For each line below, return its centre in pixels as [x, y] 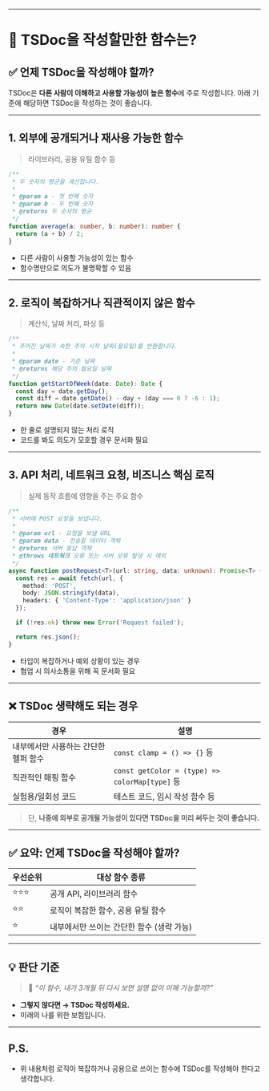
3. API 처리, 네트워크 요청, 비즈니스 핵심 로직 [111, 475]
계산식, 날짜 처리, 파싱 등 [66, 324]
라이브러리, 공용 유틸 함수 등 [72, 159]
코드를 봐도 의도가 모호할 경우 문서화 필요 [84, 440]
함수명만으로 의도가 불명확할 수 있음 [76, 268]
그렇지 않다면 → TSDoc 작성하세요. [75, 1005]
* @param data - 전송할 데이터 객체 [66, 541]
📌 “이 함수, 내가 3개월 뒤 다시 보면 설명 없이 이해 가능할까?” [120, 988]
